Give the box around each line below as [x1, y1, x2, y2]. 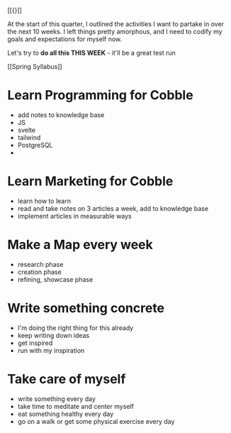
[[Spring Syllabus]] [7, 62, 62, 70]
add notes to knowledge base [17, 110, 105, 119]
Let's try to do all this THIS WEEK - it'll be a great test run [7, 49, 176, 57]
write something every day [17, 394, 96, 403]
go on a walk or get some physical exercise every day [17, 417, 175, 425]
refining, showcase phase [17, 275, 94, 283]
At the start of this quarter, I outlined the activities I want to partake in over [7, 20, 225, 28]
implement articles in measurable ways [17, 212, 133, 220]
